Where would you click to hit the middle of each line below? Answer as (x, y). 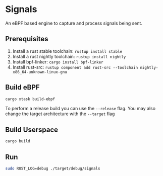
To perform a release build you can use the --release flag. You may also (80, 109)
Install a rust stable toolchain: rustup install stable (67, 51)
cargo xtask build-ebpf (30, 99)
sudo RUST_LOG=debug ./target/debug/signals (53, 168)
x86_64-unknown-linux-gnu (40, 72)
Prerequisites (27, 39)
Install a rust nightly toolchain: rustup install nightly (69, 56)
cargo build (18, 141)
